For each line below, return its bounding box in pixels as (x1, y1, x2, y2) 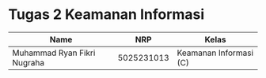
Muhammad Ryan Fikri (12, 47, 96, 58)
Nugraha (12, 57, 45, 68)
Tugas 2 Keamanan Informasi (8, 6, 205, 24)
